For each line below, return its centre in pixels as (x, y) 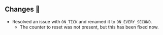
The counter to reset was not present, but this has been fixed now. (89, 27)
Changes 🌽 (22, 9)
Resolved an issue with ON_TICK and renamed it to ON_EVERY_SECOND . (82, 21)
